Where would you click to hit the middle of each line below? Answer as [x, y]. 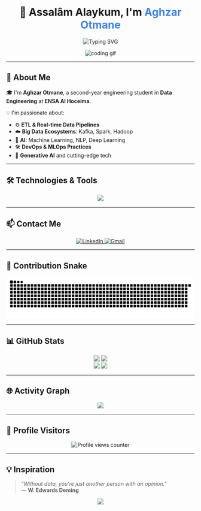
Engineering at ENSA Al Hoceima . [49, 101]
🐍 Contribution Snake [47, 266]
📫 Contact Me [34, 224]
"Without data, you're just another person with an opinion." [94, 484]
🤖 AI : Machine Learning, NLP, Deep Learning [70, 140]
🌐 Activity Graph [38, 391]
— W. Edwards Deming [50, 490]
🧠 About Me [28, 78]
